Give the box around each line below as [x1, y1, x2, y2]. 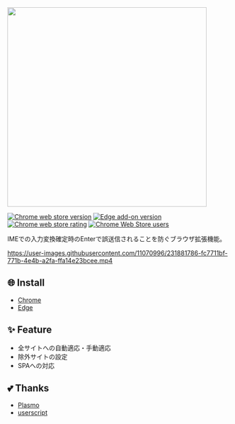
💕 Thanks [7, 382, 50, 394]
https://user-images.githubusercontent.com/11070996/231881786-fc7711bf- [7, 249, 228, 257]
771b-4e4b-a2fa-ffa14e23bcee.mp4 [7, 257, 113, 264]
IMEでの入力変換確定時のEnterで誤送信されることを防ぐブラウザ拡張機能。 [7, 235, 227, 243]
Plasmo [17, 401, 40, 410]
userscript [17, 408, 48, 417]
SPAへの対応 [17, 361, 55, 369]
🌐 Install [7, 277, 45, 289]
